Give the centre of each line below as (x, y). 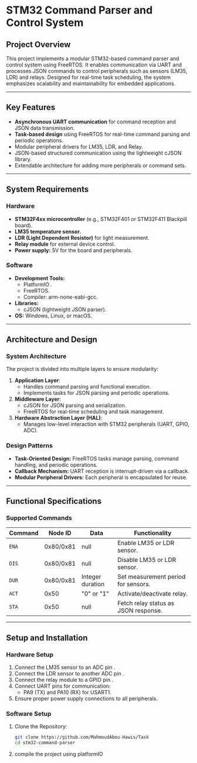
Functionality (153, 533)
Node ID (60, 533)
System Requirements (47, 190)
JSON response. (140, 611)
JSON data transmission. (45, 128)
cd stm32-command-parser (45, 743)
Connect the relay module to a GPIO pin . (64, 680)
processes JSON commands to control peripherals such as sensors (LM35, (97, 71)
